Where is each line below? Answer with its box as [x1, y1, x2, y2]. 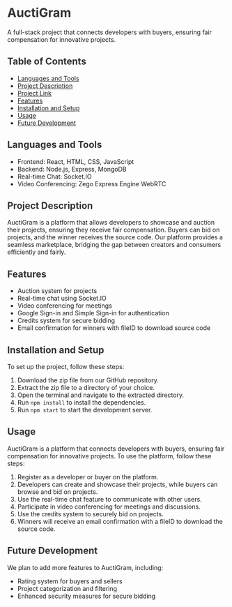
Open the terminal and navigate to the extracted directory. [17, 391, 185, 399]
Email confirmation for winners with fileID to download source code [17, 324, 211, 332]
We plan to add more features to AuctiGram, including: [7, 563, 164, 571]
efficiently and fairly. [7, 248, 66, 256]
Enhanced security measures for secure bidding [17, 592, 156, 600]
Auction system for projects [17, 287, 98, 295]
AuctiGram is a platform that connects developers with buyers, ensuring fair [7, 444, 225, 453]
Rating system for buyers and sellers [17, 577, 123, 585]
